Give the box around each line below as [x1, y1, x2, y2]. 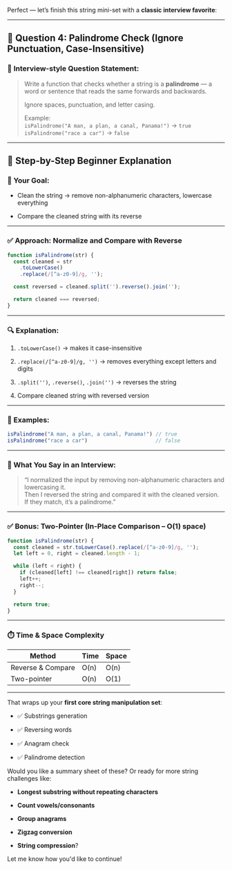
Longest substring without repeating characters [17, 788, 159, 796]
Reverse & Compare [10, 663, 76, 672]
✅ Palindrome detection [17, 753, 85, 761]
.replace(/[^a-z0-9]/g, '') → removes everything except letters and [17, 358, 217, 366]
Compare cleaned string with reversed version [17, 391, 150, 400]
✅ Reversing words [17, 725, 72, 734]
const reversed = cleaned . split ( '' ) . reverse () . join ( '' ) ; [13, 284, 181, 290]
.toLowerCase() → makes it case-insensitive [17, 344, 143, 352]
